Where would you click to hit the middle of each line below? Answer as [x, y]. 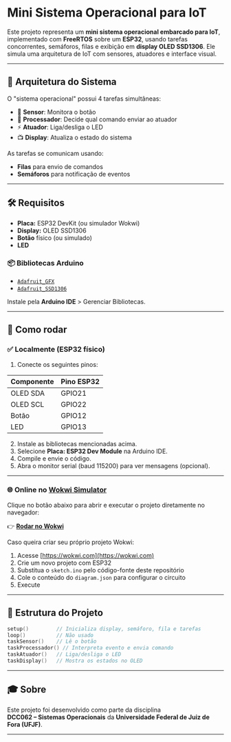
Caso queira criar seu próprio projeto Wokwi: [70, 542]
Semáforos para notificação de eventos [74, 174]
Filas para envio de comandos [60, 166]
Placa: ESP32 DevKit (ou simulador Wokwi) [78, 223]
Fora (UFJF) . [25, 724]
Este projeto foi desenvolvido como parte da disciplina [84, 710]
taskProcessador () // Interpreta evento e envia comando [90, 648]
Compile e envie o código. [54, 458]
